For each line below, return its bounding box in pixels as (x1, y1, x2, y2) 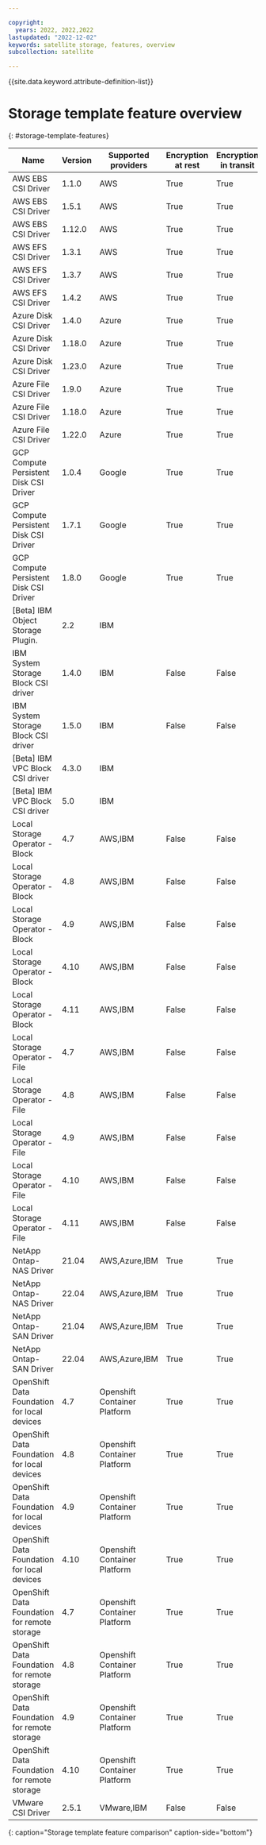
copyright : (8, 18, 44, 26)
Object (12, 615, 37, 626)
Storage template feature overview (8, 105, 243, 123)
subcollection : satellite (8, 48, 93, 56)
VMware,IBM (99, 1802, 148, 1813)
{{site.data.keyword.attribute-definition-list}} (8, 77, 154, 87)
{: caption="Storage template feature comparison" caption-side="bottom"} (8, 1828, 253, 1837)
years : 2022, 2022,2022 (15, 25, 93, 34)
